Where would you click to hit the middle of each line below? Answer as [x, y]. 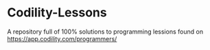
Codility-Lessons [57, 13]
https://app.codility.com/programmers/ [62, 38]
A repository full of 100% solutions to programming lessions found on [105, 32]
